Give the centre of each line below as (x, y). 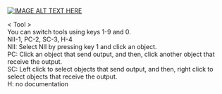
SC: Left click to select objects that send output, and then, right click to (110, 69)
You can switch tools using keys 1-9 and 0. (69, 32)
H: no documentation (38, 84)
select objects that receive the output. (62, 76)
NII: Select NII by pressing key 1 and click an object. (82, 47)
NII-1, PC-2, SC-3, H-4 (40, 39)
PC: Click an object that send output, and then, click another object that (111, 54)
